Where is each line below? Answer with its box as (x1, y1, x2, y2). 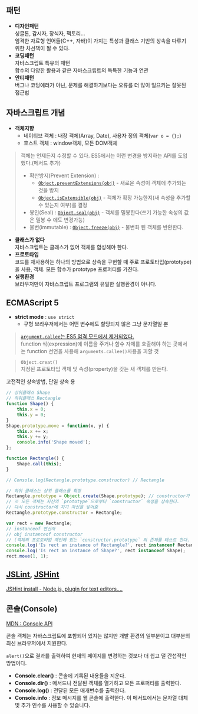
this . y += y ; (16, 433, 49, 440)
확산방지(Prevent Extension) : (29, 172, 100, 179)
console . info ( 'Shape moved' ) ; (16, 439, 91, 445)
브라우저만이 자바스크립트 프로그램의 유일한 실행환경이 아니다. (14, 280, 157, 288)
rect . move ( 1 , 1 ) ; (6, 553, 49, 559)
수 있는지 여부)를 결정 (38, 201, 88, 208)
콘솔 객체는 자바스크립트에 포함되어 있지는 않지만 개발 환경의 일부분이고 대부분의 (6, 632, 190, 639)
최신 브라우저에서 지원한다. (6, 640, 68, 647)
